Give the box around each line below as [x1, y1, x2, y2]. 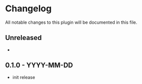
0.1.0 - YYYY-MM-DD [5, 61, 73, 70]
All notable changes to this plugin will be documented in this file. [5, 19, 138, 25]
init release [12, 74, 35, 80]
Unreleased [5, 34, 42, 42]
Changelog [5, 3, 52, 14]
